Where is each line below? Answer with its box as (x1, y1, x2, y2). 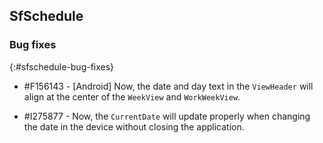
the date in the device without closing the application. (23, 120, 245, 133)
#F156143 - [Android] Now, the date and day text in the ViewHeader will (23, 80, 314, 92)
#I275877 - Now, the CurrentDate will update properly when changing (23, 110, 311, 122)
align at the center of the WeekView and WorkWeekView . (23, 90, 241, 103)
